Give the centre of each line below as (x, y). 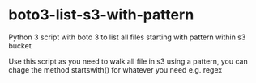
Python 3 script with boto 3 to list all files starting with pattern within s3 (127, 37)
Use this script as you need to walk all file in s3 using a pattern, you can (128, 61)
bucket (20, 45)
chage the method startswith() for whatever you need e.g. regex (115, 69)
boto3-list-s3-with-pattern (101, 15)
